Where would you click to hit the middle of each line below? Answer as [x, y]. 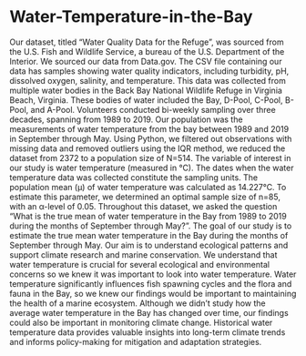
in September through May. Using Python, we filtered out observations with [151, 138]
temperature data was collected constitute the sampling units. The [133, 177]
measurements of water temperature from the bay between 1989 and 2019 [149, 128]
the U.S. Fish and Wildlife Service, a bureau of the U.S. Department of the [147, 51]
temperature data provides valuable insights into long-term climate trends [148, 332]
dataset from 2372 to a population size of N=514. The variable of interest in [150, 158]
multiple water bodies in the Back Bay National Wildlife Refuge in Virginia [146, 90]
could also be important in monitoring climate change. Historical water [141, 322]
